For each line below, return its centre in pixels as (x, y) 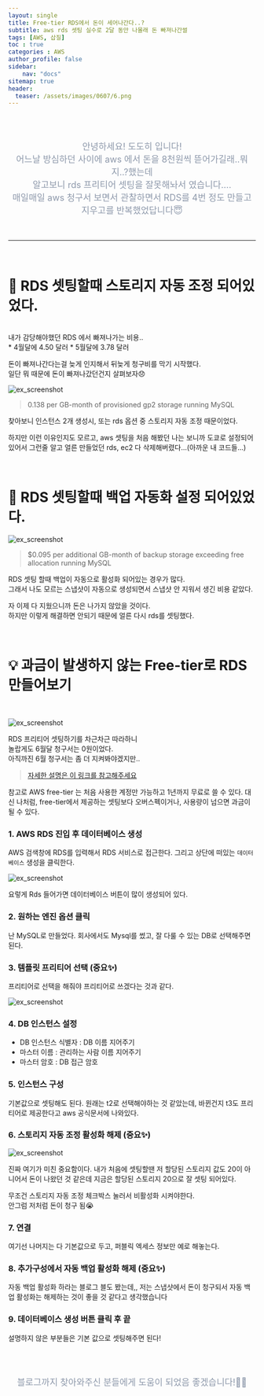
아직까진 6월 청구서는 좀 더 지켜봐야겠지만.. (74, 759)
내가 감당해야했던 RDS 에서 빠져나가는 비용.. (76, 337)
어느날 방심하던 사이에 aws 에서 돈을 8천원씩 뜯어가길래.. (128, 160)
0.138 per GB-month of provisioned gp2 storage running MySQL (131, 405)
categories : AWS (37, 52)
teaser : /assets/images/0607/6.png (73, 96)
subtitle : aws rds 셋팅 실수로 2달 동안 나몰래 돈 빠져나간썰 (98, 30)
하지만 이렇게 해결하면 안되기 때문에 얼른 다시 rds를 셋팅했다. (101, 616)
